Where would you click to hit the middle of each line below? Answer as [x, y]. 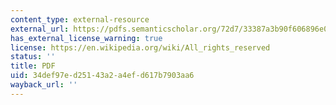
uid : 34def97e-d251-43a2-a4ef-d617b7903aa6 [102, 76]
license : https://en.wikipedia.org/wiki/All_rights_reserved [140, 47]
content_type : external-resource [80, 19]
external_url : [40, 29]
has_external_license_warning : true [86, 38]
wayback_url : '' [44, 85]
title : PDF [33, 66]
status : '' [33, 57]
